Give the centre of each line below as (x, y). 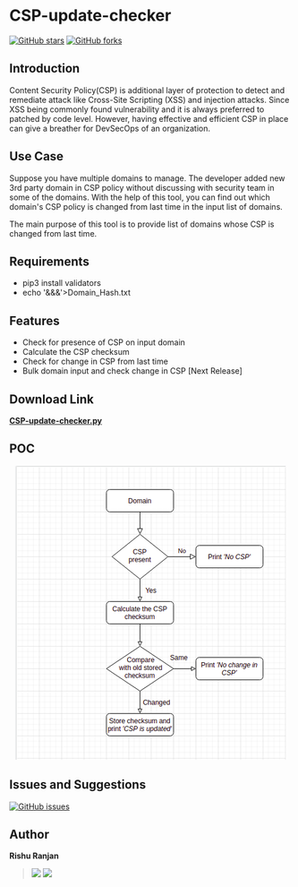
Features (34, 320)
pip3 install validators (61, 283)
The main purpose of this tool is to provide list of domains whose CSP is (142, 224)
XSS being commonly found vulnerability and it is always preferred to (137, 109)
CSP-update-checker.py (56, 421)
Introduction (45, 69)
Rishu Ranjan (34, 856)
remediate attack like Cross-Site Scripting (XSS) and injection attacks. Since (149, 99)
